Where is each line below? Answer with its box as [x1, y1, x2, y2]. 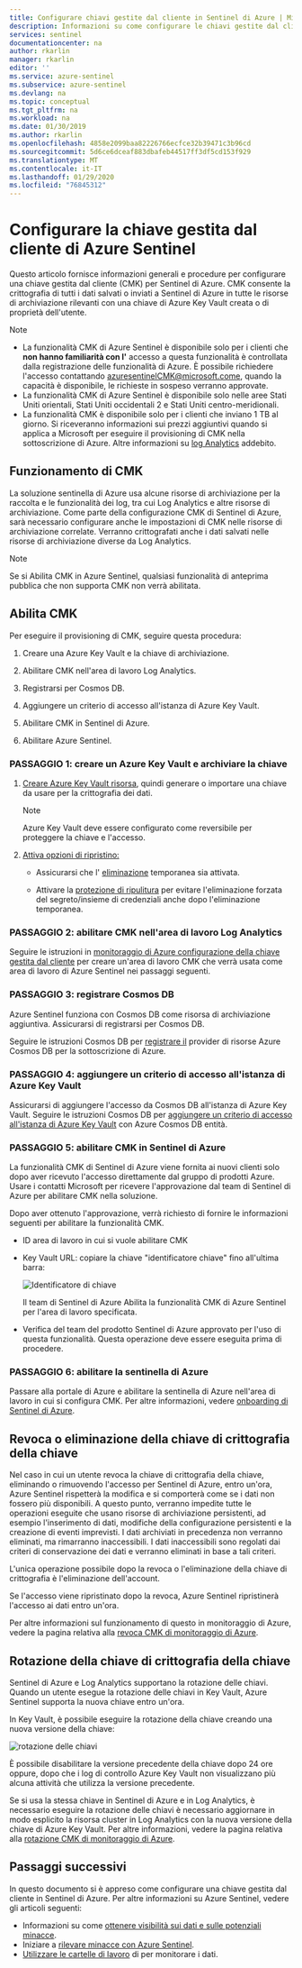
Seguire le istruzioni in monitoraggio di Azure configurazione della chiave [9, 947, 280, 957]
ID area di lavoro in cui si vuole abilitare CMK [22, 1235, 189, 1246]
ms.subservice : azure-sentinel [9, 80, 127, 89]
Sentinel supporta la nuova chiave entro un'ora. [9, 1697, 185, 1707]
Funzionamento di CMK [9, 463, 144, 479]
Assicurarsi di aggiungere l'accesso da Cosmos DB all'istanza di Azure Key [9, 1099, 288, 1110]
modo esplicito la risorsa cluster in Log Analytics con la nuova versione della [9, 1814, 292, 1826]
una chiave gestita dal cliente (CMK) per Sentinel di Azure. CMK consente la [9, 279, 291, 289]
